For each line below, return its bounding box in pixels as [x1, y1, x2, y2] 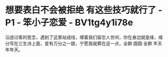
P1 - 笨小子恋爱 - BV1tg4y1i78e [5, 17, 133, 28]
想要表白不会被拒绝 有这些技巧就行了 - [5, 4, 162, 16]
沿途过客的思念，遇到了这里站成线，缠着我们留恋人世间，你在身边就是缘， [5, 34, 158, 40]
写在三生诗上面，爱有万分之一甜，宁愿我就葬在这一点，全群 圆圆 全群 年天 [9, 40, 162, 46]
